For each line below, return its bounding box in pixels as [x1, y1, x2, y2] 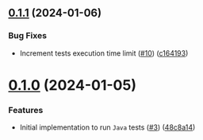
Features [8, 104, 44, 115]
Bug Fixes [8, 30, 48, 41]
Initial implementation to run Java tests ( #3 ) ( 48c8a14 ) [19, 122, 196, 132]
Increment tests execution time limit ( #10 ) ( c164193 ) [19, 48, 189, 58]
